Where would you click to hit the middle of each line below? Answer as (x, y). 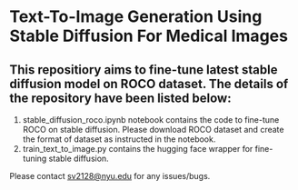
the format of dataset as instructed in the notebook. (119, 139)
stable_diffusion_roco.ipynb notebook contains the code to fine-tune (151, 120)
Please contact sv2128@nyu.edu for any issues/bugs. (110, 176)
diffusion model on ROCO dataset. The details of (149, 84)
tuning (35, 158)
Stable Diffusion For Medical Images (149, 36)
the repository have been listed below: (120, 98)
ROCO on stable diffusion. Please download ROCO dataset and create (153, 130)
